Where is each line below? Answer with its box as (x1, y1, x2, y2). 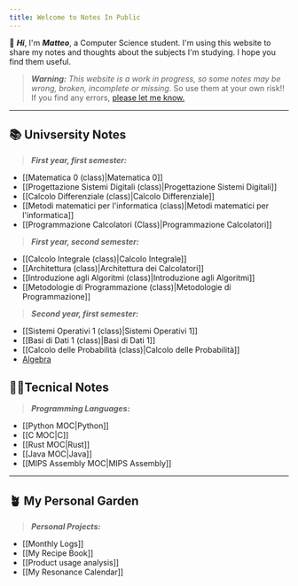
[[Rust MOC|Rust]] (21, 440, 90, 450)
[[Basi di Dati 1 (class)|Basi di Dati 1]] (21, 335, 156, 346)
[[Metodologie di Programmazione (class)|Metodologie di (21, 282, 231, 293)
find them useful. (9, 56, 72, 66)
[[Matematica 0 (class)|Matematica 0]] (21, 172, 163, 183)
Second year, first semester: (30, 309, 139, 319)
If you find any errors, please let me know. (30, 92, 185, 103)
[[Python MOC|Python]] (21, 420, 109, 431)
